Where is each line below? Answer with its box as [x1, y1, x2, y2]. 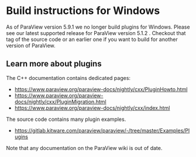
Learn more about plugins [6, 59, 102, 69]
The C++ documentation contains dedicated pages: [6, 74, 130, 81]
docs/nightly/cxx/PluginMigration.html [14, 98, 106, 105]
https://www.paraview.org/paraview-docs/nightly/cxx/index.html [14, 104, 170, 111]
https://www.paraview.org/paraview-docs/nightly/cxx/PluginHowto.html [14, 86, 188, 93]
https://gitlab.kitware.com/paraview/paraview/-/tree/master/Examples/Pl [14, 127, 190, 134]
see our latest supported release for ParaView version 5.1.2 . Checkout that [6, 29, 186, 36]
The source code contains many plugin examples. [6, 116, 126, 123]
